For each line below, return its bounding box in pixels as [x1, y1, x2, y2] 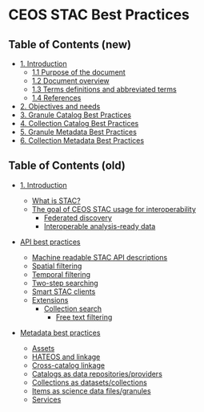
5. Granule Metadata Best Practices [19, 127, 138, 137]
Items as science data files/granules [31, 385, 151, 395]
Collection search [43, 304, 102, 313]
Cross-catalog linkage [31, 360, 106, 370]
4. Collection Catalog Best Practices [19, 119, 139, 128]
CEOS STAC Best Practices [8, 6, 190, 24]
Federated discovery [43, 213, 112, 222]
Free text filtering [55, 312, 113, 322]
